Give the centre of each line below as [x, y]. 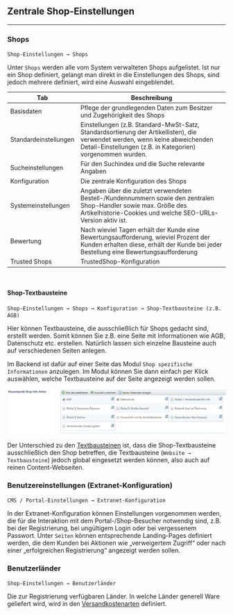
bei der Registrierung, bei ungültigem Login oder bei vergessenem [102, 528]
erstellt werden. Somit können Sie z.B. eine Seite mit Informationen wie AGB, [116, 336]
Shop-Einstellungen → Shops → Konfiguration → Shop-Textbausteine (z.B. [114, 309]
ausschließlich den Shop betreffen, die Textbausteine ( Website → [99, 452]
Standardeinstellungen [42, 140]
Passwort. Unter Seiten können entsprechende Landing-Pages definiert [110, 536]
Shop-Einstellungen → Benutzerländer [62, 584]
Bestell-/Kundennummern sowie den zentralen [147, 198]
